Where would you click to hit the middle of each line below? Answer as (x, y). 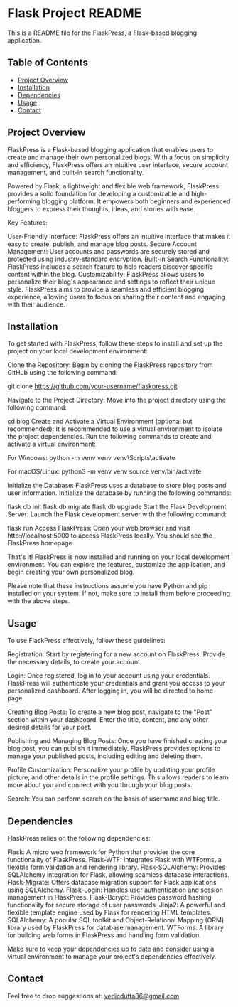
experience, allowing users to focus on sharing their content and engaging (116, 297)
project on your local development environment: (77, 351)
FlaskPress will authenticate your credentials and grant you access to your (116, 683)
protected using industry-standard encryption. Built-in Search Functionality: (118, 259)
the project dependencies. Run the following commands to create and (109, 437)
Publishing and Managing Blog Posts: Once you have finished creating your (118, 741)
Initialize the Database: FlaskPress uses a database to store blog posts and (117, 486)
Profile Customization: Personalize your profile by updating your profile (111, 770)
